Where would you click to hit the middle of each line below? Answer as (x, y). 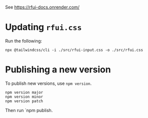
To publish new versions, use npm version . (48, 83)
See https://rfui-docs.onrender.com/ (42, 7)
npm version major (24, 92)
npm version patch (24, 101)
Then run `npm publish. (29, 110)
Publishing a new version (58, 70)
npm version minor (24, 97)
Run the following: (24, 41)
